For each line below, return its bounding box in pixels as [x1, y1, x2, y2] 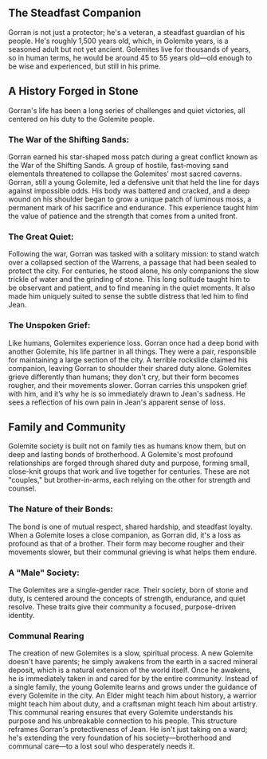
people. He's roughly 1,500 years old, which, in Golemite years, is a [8, 36, 229, 45]
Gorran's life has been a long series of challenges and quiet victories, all [8, 105, 245, 115]
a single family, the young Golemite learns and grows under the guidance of [8, 683, 257, 692]
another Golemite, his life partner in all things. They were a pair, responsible [8, 346, 257, 356]
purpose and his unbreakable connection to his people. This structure [8, 716, 238, 726]
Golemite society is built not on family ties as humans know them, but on [8, 441, 246, 451]
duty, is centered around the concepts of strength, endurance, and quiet [8, 593, 245, 603]
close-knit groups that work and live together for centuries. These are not [8, 467, 249, 476]
